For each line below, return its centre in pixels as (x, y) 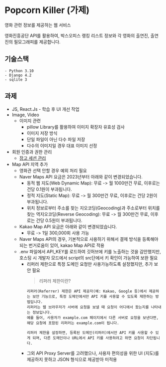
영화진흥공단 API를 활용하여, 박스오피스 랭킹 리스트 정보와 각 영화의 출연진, (77, 35)
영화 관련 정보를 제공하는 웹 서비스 (38, 25)
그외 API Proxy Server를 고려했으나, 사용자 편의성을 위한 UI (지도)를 (93, 353)
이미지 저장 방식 (42, 133)
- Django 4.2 (18, 75)
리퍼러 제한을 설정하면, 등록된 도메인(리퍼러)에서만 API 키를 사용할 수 (90, 333)
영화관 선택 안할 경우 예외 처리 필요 (53, 171)
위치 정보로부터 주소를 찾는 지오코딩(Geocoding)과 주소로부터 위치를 (93, 208)
